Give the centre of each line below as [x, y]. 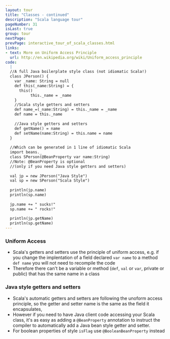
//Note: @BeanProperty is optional [48, 162]
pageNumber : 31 [21, 24]
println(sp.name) [28, 195]
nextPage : [16, 39]
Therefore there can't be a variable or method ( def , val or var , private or [88, 269]
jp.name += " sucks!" [33, 204]
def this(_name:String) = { [44, 86]
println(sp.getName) [32, 223]
